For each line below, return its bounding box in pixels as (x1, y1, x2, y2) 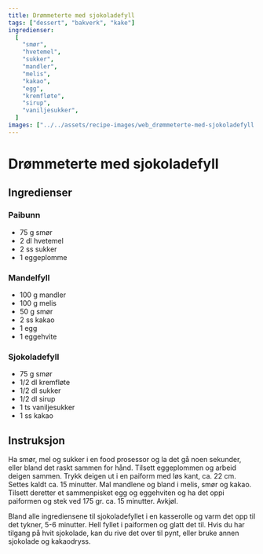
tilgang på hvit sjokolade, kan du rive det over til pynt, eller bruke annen (8, 528, 239, 538)
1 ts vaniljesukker (19, 402, 75, 413)
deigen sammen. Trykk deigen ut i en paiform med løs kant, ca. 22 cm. (8, 471, 237, 481)
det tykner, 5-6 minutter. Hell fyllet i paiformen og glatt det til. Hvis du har (8, 520, 245, 530)
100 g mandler (19, 290, 67, 299)
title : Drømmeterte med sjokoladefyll (8, 11, 135, 20)
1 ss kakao (19, 411, 53, 420)
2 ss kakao (19, 315, 55, 325)
